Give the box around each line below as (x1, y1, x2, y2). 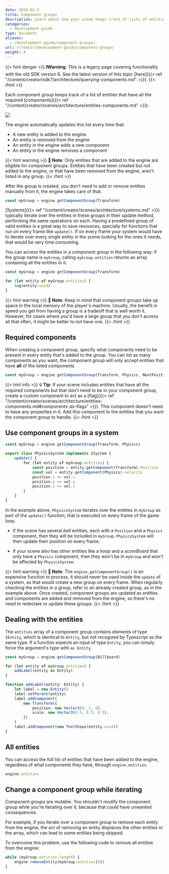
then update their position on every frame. (12, 538, 101, 544)
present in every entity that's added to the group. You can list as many (5, 352, 151, 358)
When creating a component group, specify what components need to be (5, 346, 157, 353)
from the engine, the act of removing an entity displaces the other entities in (5, 825, 162, 831)
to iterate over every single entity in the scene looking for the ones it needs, (5, 234, 162, 240)
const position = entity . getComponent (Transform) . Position (32, 465, 158, 470)
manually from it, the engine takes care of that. (5, 188, 102, 194)
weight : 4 (5, 49, 26, 54)
